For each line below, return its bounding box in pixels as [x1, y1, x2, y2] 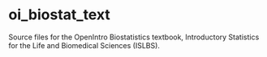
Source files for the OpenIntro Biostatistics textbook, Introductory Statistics [8, 32, 260, 42]
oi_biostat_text [8, 6, 111, 24]
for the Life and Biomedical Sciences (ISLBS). [8, 40, 161, 50]
